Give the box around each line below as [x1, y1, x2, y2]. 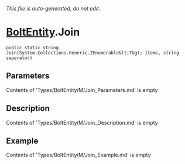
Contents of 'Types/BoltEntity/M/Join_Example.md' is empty [6, 152, 151, 159]
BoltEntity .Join [6, 26, 80, 39]
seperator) [6, 55, 33, 61]
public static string [6, 45, 59, 50]
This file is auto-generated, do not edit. [6, 5, 101, 12]
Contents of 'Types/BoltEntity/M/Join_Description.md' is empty [6, 119, 158, 126]
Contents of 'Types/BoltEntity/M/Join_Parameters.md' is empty [6, 86, 158, 93]
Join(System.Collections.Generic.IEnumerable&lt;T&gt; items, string [6, 50, 180, 56]
